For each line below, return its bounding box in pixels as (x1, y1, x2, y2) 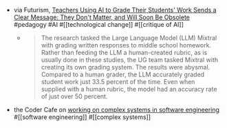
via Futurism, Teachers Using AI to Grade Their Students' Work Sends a (13, 6, 217, 14)
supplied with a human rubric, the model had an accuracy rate (41, 85, 217, 93)
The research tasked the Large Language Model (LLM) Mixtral (41, 34, 217, 42)
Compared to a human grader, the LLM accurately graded (41, 70, 205, 78)
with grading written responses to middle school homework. (41, 41, 212, 49)
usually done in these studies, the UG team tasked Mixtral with (41, 56, 219, 64)
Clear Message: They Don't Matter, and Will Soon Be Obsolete (13, 13, 191, 21)
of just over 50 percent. (41, 92, 108, 100)
